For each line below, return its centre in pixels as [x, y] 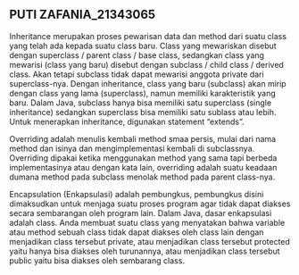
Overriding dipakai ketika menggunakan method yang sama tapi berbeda [143, 158]
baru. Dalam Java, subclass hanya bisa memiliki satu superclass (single [141, 103]
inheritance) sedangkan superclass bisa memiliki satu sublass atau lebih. [143, 112]
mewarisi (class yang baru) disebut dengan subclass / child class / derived [146, 64]
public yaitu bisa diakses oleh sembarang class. [97, 260]
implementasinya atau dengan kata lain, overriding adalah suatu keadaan [143, 167]
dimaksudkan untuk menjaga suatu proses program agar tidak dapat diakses [150, 204]
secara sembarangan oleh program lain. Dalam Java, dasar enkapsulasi [141, 212]
